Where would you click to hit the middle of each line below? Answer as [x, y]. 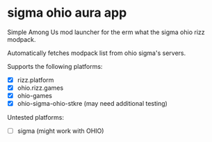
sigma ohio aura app [67, 13]
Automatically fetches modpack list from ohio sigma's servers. [97, 53]
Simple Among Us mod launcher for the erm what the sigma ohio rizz [106, 32]
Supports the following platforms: [55, 66]
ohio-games [34, 96]
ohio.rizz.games [40, 88]
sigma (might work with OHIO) [60, 131]
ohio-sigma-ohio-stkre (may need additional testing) [92, 104]
